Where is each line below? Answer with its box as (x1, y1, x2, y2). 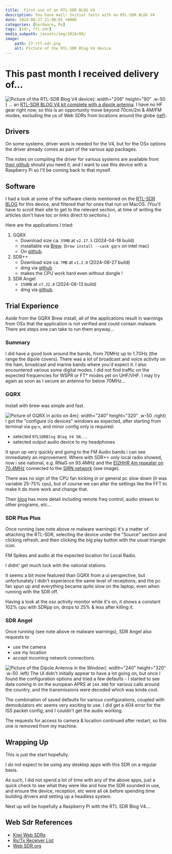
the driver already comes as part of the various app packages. (5, 146, 138, 152)
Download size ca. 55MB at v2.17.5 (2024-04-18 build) (20, 238, 135, 244)
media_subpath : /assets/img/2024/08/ (5, 31, 86, 37)
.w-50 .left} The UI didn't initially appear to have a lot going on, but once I (5, 670, 161, 677)
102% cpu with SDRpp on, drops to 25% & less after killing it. (5, 604, 134, 610)
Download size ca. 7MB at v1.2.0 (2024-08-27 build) (20, 259, 130, 265)
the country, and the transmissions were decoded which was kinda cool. (5, 687, 159, 693)
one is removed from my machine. (5, 723, 78, 729)
